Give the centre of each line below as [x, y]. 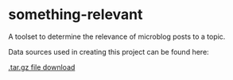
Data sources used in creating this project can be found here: [109, 51]
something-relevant [76, 15]
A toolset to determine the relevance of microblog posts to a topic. [117, 36]
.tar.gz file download [42, 67]
